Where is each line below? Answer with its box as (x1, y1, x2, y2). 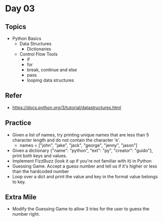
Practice (5, 119, 31, 127)
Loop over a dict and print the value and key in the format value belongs (12, 173, 158, 179)
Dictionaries (27, 46, 52, 52)
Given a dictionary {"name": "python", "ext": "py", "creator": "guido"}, (12, 147, 153, 153)
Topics (5, 23, 27, 31)
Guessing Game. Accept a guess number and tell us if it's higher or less (12, 163, 157, 169)
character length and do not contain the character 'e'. (12, 137, 120, 143)
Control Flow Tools (19, 51, 58, 57)
